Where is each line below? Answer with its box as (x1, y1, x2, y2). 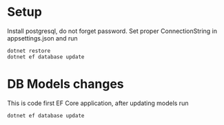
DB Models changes (7, 76, 124, 92)
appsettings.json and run (7, 34, 78, 42)
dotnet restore (7, 47, 51, 54)
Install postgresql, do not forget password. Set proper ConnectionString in (7, 27, 218, 35)
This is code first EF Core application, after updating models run (7, 99, 189, 107)
